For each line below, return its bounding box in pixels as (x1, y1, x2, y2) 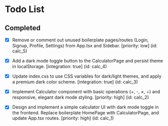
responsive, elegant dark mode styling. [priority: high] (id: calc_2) (12, 94, 149, 100)
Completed (5, 24, 41, 32)
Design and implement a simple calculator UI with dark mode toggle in (12, 104, 159, 110)
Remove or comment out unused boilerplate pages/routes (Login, (12, 37, 149, 43)
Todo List (5, 4, 45, 15)
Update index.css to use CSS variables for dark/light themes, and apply (12, 73, 162, 79)
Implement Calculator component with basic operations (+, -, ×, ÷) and (12, 89, 160, 95)
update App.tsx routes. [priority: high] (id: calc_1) (12, 115, 114, 121)
